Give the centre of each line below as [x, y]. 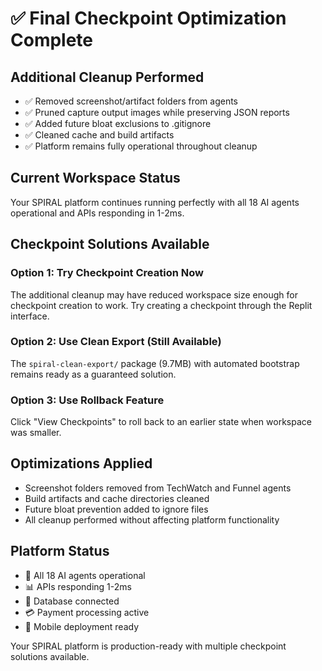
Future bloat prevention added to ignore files [116, 509]
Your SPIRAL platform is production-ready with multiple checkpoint [148, 646]
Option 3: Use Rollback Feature [87, 400]
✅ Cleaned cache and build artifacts [99, 135]
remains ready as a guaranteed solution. [93, 374]
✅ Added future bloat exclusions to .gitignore [118, 123]
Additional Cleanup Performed [107, 77]
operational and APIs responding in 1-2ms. [97, 213]
